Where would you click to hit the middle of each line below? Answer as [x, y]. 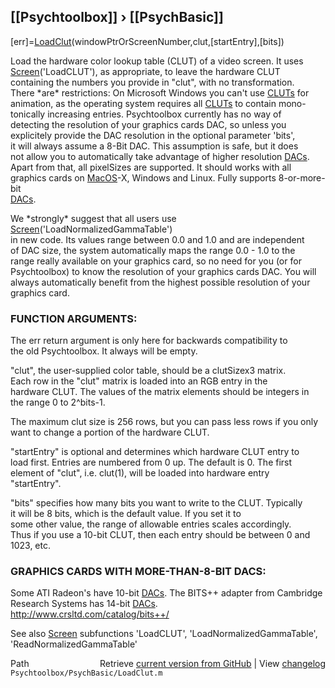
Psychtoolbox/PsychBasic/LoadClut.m [86, 673]
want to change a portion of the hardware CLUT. [110, 432]
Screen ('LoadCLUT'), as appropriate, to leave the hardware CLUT [145, 71]
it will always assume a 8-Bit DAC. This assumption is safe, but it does [154, 146]
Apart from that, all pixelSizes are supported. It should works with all [151, 167]
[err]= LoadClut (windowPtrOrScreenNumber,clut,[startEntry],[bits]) [147, 41]
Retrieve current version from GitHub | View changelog [212, 664]
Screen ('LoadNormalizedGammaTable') [91, 229]
